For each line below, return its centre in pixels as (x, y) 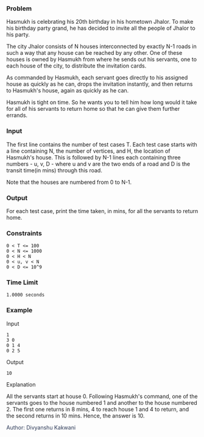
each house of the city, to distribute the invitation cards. (76, 66)
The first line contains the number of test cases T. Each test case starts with (102, 144)
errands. (17, 115)
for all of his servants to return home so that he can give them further (93, 109)
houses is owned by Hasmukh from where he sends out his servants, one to (101, 60)
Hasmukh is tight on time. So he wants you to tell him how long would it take (102, 102)
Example (19, 310)
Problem (19, 9)
